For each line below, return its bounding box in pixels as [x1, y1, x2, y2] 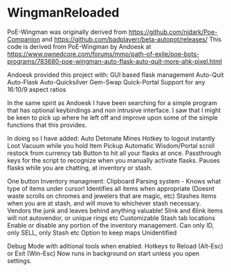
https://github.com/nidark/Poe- [129, 28, 218, 36]
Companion [7, 35, 40, 43]
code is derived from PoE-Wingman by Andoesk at [7, 42, 151, 51]
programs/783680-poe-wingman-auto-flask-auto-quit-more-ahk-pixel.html [7, 57, 223, 65]
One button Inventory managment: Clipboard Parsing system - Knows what [7, 176, 221, 185]
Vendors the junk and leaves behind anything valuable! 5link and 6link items [7, 206, 223, 215]
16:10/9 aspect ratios [7, 85, 66, 93]
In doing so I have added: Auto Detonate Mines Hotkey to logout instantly [7, 134, 216, 143]
